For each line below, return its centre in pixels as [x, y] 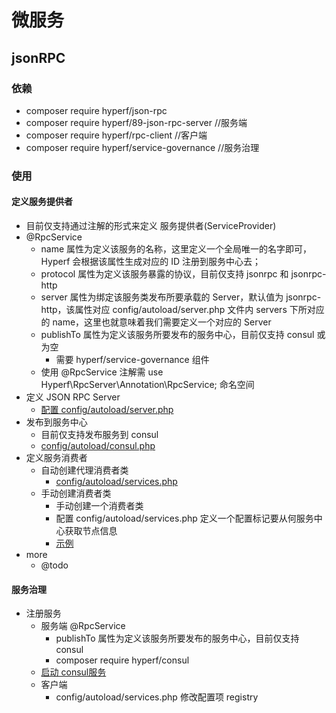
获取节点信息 [91, 530]
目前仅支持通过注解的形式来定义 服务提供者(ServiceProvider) [151, 225]
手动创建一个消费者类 [99, 505]
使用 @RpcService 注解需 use [102, 372]
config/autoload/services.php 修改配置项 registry [157, 697]
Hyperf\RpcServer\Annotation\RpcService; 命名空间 [147, 384]
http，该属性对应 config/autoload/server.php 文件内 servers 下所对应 [182, 309]
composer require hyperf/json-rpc [96, 110]
